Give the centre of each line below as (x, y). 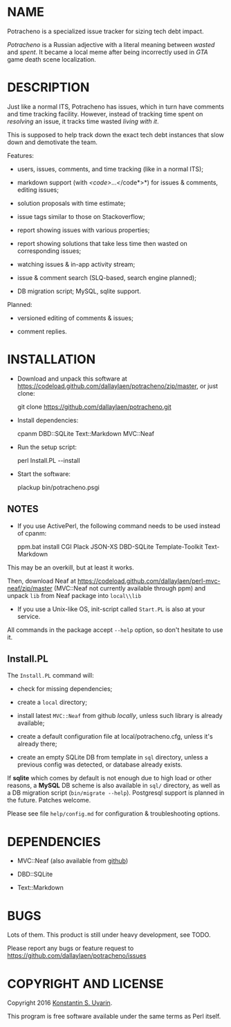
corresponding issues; (49, 251)
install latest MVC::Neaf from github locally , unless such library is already (120, 716)
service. (29, 616)
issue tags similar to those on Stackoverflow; (81, 216)
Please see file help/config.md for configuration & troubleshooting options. (113, 814)
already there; (37, 744)
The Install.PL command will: (51, 676)
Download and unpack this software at (72, 378)
